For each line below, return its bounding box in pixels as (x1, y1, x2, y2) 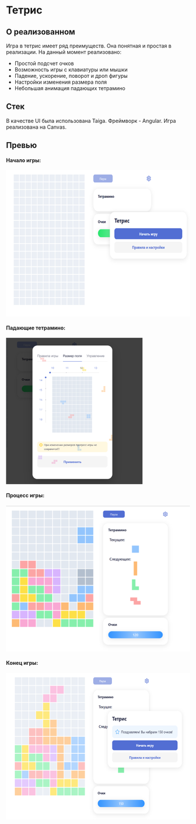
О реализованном (6, 27, 76, 37)
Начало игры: (6, 156, 41, 164)
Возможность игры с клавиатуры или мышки (14, 66, 128, 73)
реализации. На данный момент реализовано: (6, 49, 122, 56)
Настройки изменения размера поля (14, 78, 107, 85)
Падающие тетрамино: (6, 324, 66, 331)
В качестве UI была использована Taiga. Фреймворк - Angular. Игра (6, 117, 176, 124)
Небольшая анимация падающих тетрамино (14, 85, 125, 91)
